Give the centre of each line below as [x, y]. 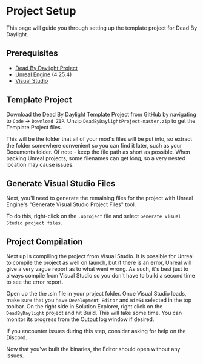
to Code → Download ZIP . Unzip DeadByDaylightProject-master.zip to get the [101, 121]
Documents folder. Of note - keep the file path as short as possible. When [98, 152]
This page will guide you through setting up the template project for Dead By [102, 28]
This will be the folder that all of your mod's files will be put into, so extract [99, 139]
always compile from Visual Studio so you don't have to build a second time [101, 276]
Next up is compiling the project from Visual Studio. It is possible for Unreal [100, 256]
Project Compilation [45, 242]
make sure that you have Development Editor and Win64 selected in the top [99, 300]
